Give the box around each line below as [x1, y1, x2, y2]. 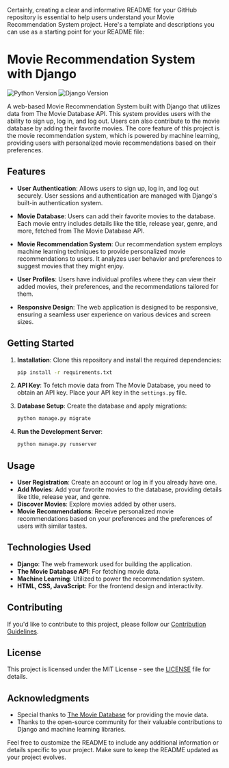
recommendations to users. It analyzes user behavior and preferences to [16, 254, 222, 263]
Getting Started [7, 338, 75, 349]
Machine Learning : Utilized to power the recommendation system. [16, 574, 205, 583]
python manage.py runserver [16, 441, 97, 448]
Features [7, 166, 46, 178]
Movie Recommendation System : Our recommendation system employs [16, 240, 222, 248]
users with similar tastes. [16, 522, 87, 530]
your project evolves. [7, 753, 67, 761]
